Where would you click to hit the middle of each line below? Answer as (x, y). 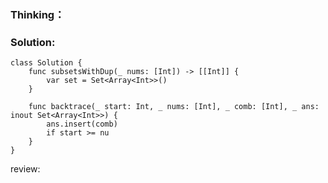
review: (25, 169)
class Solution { (46, 63)
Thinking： (37, 14)
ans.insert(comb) (82, 124)
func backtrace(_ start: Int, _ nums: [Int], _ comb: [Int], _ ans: (174, 107)
